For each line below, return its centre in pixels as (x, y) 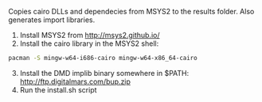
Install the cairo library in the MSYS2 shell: (89, 43)
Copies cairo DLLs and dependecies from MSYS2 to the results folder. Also (131, 11)
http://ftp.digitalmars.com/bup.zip (75, 81)
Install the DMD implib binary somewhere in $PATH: (104, 73)
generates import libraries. (52, 20)
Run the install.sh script (58, 89)
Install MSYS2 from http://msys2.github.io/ (90, 35)
